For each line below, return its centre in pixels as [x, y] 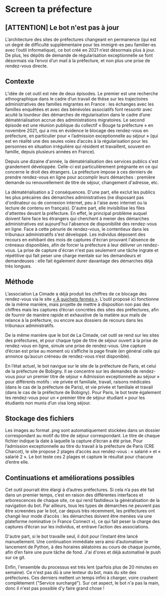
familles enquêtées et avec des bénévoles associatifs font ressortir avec [79, 109]
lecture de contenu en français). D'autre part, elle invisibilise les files [75, 208]
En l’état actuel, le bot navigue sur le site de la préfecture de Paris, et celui [81, 366]
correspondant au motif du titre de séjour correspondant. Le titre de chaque [83, 436]
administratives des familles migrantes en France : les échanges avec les [80, 104]
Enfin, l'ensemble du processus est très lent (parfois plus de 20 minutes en [82, 567]
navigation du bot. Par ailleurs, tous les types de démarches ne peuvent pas [83, 505]
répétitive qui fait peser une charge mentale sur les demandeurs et [73, 255]
